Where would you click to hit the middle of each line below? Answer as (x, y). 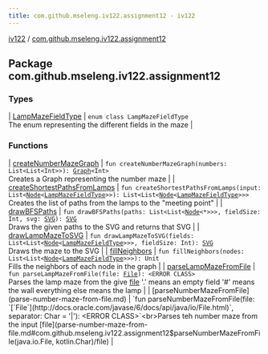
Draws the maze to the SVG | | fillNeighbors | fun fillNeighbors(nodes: (126, 251)
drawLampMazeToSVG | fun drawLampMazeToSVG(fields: (101, 235)
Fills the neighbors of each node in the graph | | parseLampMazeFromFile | (132, 266)
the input (23, 324)
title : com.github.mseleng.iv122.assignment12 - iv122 (102, 16)
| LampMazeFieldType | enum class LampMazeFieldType (98, 116)
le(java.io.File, (31, 341)
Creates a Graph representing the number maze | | (91, 179)
